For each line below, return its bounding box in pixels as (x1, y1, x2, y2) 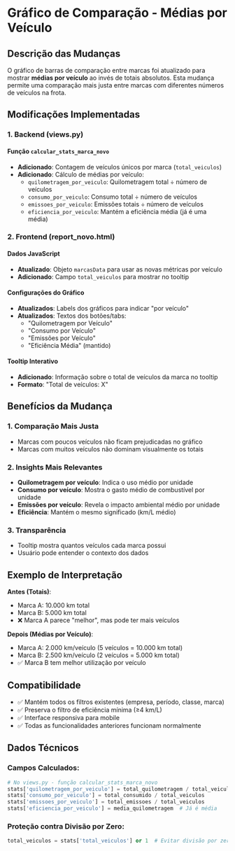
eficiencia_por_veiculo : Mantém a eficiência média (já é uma (27, 207, 207, 216)
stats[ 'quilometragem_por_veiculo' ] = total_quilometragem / (7, 785, 190, 792)
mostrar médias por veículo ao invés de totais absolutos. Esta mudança (7, 73, 215, 82)
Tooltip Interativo (7, 357, 58, 365)
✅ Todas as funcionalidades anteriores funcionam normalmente (17, 721, 201, 729)
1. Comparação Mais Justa (7, 421, 99, 431)
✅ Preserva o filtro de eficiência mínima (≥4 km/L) (17, 705, 162, 714)
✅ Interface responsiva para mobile (17, 713, 120, 722)
